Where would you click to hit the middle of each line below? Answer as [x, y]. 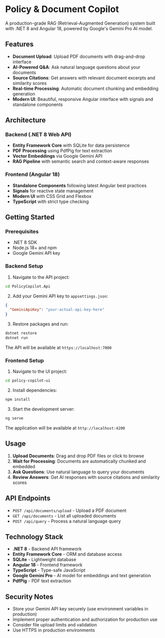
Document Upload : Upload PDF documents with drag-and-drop [79, 56]
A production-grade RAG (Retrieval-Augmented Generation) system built [80, 23]
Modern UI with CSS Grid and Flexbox [52, 196]
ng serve [14, 418]
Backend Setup [24, 266]
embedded [24, 466]
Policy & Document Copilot [62, 9]
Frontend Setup [25, 360]
